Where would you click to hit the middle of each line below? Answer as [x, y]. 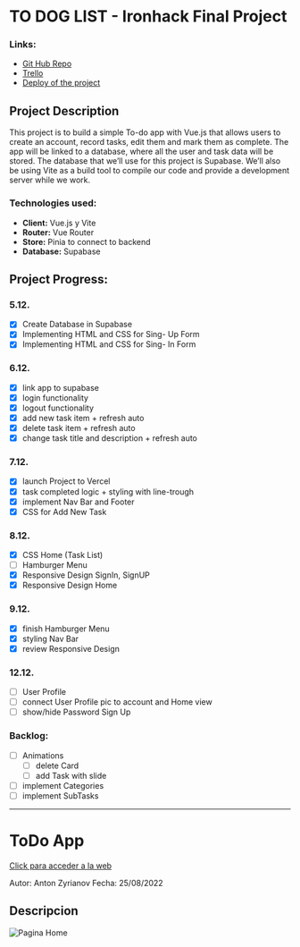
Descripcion [44, 911]
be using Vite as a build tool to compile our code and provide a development [150, 171]
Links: [23, 45]
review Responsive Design [71, 648]
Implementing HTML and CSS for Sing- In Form [109, 344]
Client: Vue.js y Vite [59, 223]
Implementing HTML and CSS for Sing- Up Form [111, 334]
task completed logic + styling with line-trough [108, 491]
